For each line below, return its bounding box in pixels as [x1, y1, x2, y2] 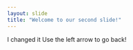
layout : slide [7, 10, 48, 17]
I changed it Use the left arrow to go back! [7, 35, 127, 43]
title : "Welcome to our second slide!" [7, 16, 122, 23]
